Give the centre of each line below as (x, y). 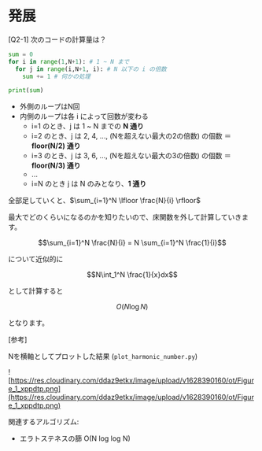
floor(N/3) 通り (56, 165)
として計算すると (36, 291)
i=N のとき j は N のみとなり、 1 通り (89, 184)
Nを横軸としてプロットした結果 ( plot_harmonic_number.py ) (103, 357)
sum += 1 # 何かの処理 (56, 76)
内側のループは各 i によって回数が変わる (84, 116)
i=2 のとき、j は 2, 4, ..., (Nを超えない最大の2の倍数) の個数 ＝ (131, 136)
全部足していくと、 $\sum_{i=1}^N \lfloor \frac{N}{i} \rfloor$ (104, 201)
